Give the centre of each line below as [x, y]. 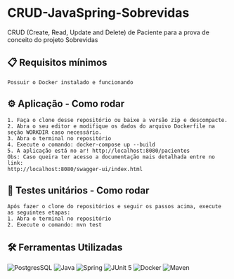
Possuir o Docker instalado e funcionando [70, 82]
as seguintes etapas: [39, 213]
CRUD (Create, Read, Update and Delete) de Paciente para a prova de [108, 32]
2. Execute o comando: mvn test [54, 225]
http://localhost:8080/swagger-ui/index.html [75, 169]
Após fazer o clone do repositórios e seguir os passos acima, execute [114, 207]
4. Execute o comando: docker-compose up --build [82, 144]
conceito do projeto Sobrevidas [53, 39]
